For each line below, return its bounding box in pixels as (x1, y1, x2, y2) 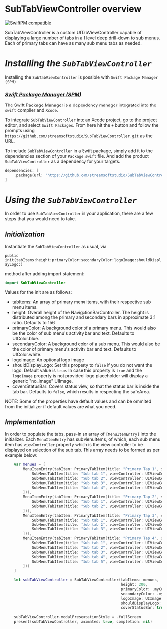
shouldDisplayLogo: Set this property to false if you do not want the (12, 362, 153, 368)
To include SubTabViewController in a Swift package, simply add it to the (5, 148, 153, 154)
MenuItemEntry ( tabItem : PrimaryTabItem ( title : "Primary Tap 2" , (23, 494, 159, 500)
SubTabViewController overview (5, 3, 142, 15)
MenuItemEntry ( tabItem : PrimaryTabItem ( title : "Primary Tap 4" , (23, 536, 159, 541)
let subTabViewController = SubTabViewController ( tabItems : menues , (14, 577, 159, 583)
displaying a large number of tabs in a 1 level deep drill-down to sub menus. (5, 35, 160, 41)
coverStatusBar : (121, 605, 155, 610)
